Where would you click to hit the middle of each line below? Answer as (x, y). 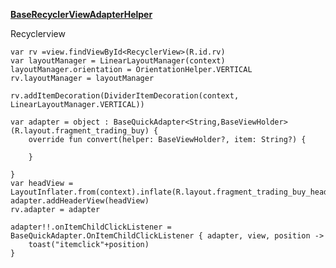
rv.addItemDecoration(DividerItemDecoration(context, (125, 96)
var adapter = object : (60, 122)
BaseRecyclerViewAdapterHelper (81, 14)
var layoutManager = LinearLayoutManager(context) (118, 61)
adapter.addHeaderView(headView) (80, 201)
